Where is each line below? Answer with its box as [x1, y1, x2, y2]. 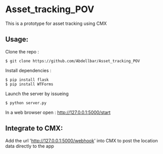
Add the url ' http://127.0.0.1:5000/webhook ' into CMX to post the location [5, 137, 158, 143]
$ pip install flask [5, 77, 49, 82]
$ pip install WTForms [5, 81, 53, 87]
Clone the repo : [5, 48, 39, 54]
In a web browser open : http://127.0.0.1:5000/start [5, 109, 111, 115]
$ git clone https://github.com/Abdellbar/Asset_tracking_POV [5, 58, 140, 64]
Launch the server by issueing [5, 90, 69, 97]
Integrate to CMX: [5, 124, 63, 133]
